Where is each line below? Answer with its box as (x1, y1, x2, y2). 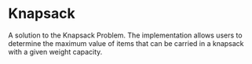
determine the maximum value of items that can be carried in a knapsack (8, 38, 245, 48)
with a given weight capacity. (8, 47, 103, 56)
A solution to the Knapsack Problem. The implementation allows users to (8, 30, 243, 40)
